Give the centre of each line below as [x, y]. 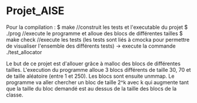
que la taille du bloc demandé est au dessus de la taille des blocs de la [91, 88]
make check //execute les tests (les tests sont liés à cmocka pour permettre [98, 39]
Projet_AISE [35, 11]
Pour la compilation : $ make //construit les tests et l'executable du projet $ [97, 27]
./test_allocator [24, 52]
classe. [15, 95]
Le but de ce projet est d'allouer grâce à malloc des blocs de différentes [94, 64]
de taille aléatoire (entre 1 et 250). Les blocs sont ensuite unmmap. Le [90, 76]
